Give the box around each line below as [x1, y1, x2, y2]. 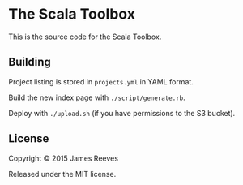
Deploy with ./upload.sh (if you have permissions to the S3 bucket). [8, 108, 236, 118]
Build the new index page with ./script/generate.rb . [8, 92, 186, 102]
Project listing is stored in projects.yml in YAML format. [8, 76, 194, 86]
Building [8, 55, 51, 69]
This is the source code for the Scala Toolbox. [8, 32, 162, 41]
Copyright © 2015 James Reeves [8, 153, 119, 163]
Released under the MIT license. [8, 169, 117, 179]
